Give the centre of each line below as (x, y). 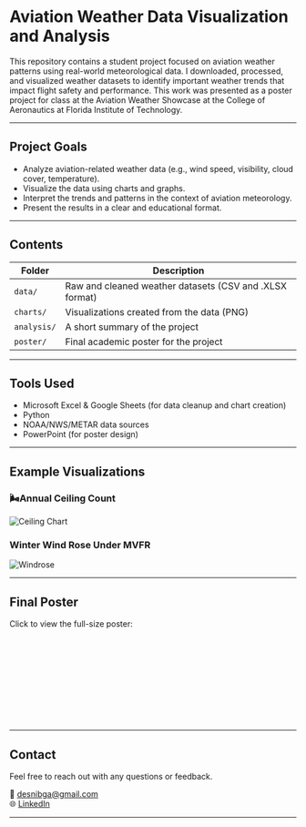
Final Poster (44, 602)
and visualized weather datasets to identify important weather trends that (147, 80)
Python (36, 415)
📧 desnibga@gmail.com (54, 793)
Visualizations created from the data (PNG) (157, 311)
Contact (33, 755)
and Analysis (60, 36)
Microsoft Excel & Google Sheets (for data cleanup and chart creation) (154, 405)
